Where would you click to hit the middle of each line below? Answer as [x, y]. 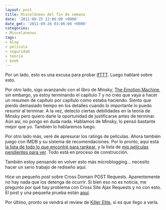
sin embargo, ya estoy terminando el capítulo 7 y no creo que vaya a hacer [81, 95]
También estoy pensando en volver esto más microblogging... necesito [77, 162]
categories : [17, 28]
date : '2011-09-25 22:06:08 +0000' [42, 19]
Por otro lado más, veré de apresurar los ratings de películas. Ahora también [83, 136]
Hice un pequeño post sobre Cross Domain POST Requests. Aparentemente [83, 177]
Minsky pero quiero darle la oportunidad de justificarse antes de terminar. [80, 116]
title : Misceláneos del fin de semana [45, 14]
